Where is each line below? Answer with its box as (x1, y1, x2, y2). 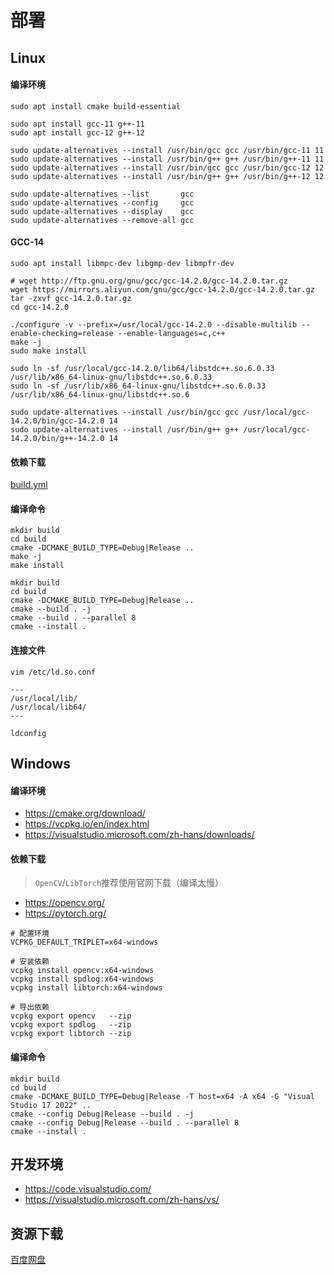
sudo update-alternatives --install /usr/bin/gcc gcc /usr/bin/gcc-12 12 (10, 162, 325, 173)
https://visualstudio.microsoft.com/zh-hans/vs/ (24, 1194, 220, 1206)
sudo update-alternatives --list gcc (10, 189, 195, 199)
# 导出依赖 (10, 1002, 50, 1013)
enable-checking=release (10, 328, 114, 338)
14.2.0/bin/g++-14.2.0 (10, 433, 105, 443)
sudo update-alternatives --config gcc (10, 197, 195, 208)
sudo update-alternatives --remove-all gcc (10, 215, 195, 225)
